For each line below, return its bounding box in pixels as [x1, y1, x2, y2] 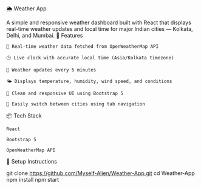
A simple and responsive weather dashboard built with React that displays [6, 19, 191, 26]
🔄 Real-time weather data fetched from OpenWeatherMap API [6, 44, 159, 50]
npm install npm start [6, 176, 60, 183]
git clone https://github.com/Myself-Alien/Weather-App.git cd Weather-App [6, 170, 196, 177]
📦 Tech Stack [6, 112, 42, 119]
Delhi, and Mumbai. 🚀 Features [6, 32, 83, 39]
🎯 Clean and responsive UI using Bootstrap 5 [6, 90, 123, 96]
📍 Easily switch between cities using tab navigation [6, 101, 146, 107]
